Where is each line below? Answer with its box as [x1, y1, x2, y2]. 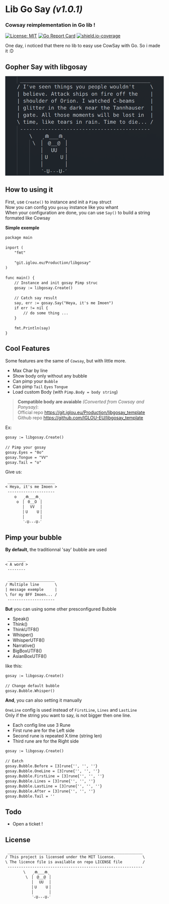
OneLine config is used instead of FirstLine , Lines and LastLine [5, 707, 137, 713]
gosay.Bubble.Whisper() [5, 689, 55, 694]
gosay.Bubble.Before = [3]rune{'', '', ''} [5, 764, 98, 769]
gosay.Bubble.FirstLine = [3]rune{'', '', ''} [5, 774, 105, 779]
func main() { [5, 275, 35, 280]
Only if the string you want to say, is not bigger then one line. [5, 712, 132, 718]
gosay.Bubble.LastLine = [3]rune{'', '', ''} [5, 784, 102, 789]
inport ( [5, 245, 24, 250]
